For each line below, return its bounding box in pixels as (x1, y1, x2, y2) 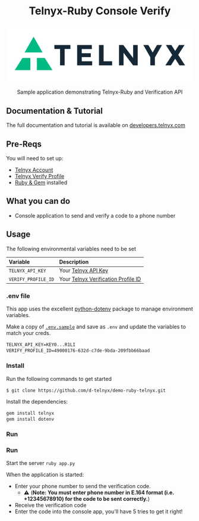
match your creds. (6, 330, 51, 337)
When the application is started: (6, 471, 84, 478)
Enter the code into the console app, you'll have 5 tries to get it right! (14, 508, 183, 515)
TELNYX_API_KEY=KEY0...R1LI (6, 342, 76, 348)
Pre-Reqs (6, 139, 42, 149)
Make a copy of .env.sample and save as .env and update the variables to (6, 323, 186, 330)
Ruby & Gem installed (14, 179, 68, 186)
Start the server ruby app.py (6, 459, 75, 466)
